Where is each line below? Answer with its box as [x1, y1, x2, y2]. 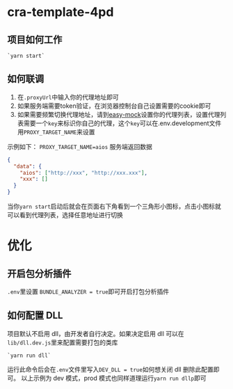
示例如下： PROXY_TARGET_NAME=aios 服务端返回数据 [7, 142, 153, 150]
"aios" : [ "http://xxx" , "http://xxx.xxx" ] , [19, 169, 148, 176]
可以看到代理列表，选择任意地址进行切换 [7, 211, 123, 219]
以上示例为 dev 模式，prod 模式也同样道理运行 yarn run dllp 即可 [20, 374, 207, 382]
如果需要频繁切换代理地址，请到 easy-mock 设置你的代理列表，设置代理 [17, 110, 220, 118]
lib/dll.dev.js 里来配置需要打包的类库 [7, 338, 118, 347]
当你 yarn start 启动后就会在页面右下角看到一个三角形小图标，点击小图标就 [7, 203, 221, 211]
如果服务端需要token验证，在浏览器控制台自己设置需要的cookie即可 [17, 102, 211, 110]
